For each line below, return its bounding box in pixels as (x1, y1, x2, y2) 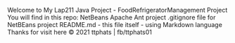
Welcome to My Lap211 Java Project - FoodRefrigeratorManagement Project (7, 6, 228, 14)
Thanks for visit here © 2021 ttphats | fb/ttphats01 (7, 28, 153, 36)
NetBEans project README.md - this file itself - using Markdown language (7, 21, 223, 28)
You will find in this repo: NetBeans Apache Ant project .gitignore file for (7, 13, 216, 21)
